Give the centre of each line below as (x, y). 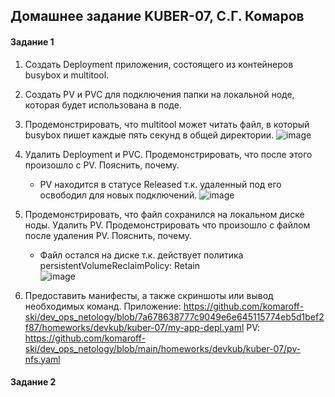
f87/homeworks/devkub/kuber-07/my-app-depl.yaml (134, 327)
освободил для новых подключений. (118, 195)
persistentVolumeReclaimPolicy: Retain (120, 265)
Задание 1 (32, 41)
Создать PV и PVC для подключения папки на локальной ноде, (159, 94)
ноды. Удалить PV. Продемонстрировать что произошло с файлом (167, 225)
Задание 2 (33, 382)
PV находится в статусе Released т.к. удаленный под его (160, 184)
